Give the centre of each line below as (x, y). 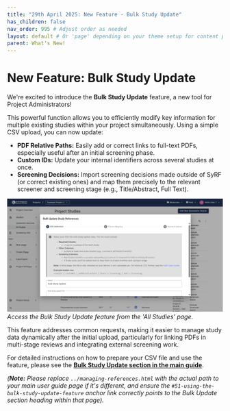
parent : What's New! (37, 43)
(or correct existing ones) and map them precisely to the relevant (108, 182)
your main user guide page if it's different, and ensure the (89, 386)
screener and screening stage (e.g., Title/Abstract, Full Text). (103, 189)
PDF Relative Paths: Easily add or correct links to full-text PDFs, (107, 146)
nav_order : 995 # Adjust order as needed (67, 29)
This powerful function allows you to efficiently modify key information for (111, 118)
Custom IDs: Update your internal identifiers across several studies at (115, 160)
